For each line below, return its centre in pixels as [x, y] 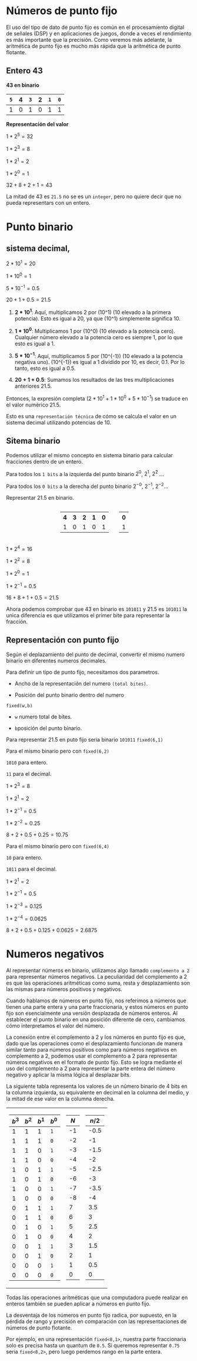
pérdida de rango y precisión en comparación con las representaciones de [96, 1321]
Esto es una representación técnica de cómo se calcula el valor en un [91, 416]
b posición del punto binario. [48, 728]
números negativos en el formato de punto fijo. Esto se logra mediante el [94, 1062]
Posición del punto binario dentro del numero [69, 695]
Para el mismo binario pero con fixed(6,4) [58, 846]
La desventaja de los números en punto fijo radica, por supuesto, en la [91, 1315]
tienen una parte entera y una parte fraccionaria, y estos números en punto [97, 1006]
